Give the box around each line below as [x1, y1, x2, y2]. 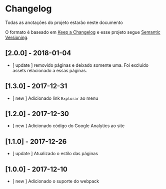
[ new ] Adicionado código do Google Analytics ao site [12, 123, 125, 129]
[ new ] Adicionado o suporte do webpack [12, 178, 99, 184]
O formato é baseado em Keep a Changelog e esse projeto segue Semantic [5, 29, 161, 35]
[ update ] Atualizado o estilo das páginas [12, 151, 98, 157]
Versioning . [5, 34, 29, 40]
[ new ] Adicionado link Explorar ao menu [12, 95, 98, 101]
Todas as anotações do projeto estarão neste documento [5, 19, 123, 25]
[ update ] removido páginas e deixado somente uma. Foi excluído [12, 62, 149, 68]
